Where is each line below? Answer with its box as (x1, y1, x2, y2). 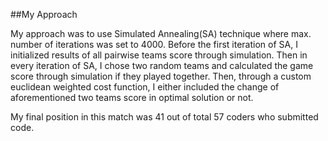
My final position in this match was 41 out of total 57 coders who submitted (10, 111, 319, 123)
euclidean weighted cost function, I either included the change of (10, 81, 280, 93)
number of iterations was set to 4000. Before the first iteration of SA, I (10, 39, 298, 50)
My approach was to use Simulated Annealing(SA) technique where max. (10, 28, 312, 39)
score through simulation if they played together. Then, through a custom (10, 70, 312, 82)
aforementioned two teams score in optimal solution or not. (10, 92, 254, 103)
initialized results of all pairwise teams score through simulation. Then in (10, 49, 308, 61)
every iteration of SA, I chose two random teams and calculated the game (10, 60, 314, 71)
